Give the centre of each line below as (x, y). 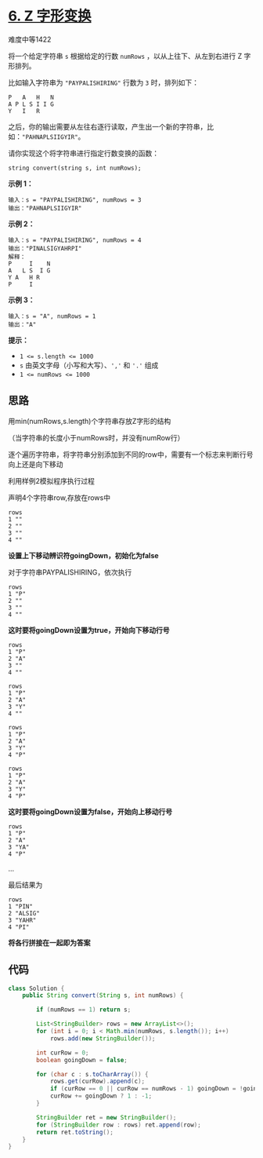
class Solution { (36, 988)
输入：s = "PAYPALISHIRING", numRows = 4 (75, 240)
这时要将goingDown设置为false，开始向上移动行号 (90, 811)
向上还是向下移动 (36, 464)
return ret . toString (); (75, 1132)
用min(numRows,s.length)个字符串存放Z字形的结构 (90, 421)
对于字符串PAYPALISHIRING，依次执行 (70, 572)
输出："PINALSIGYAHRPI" (45, 248)
